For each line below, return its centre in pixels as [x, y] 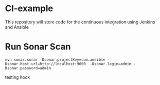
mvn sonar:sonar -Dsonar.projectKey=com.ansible [55, 59]
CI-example [29, 8]
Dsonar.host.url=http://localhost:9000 [45, 64]
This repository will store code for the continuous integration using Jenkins [80, 22]
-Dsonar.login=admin [111, 64]
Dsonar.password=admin [28, 68]
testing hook [18, 77]
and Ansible [17, 27]
